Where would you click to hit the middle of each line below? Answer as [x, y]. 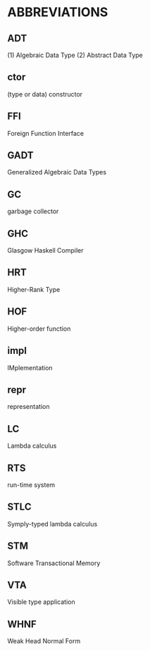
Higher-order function [39, 329]
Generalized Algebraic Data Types [57, 172]
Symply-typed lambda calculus [52, 524]
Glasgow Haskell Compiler [45, 251]
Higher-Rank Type [34, 289]
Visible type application [41, 602]
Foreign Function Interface [46, 133]
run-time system [31, 485]
